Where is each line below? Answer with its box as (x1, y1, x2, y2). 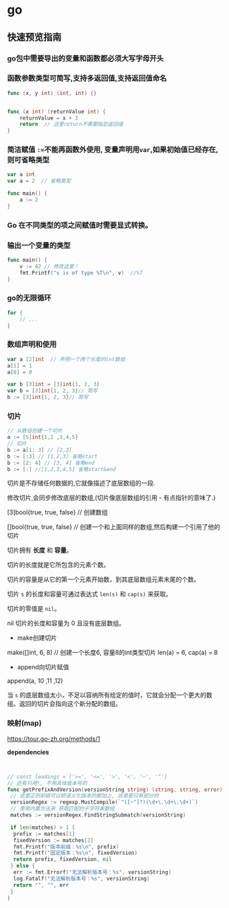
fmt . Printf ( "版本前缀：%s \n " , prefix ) (13, 843, 119, 850)
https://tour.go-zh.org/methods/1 (7, 735, 100, 743)
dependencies (7, 748, 50, 756)
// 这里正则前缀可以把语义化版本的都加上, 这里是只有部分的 (10, 792, 160, 799)
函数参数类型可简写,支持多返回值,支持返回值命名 (7, 74, 167, 83)
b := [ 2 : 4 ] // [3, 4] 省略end (7, 460, 95, 466)
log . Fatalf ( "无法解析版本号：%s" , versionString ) (13, 875, 150, 882)
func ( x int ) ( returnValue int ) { (7, 108, 107, 115)
